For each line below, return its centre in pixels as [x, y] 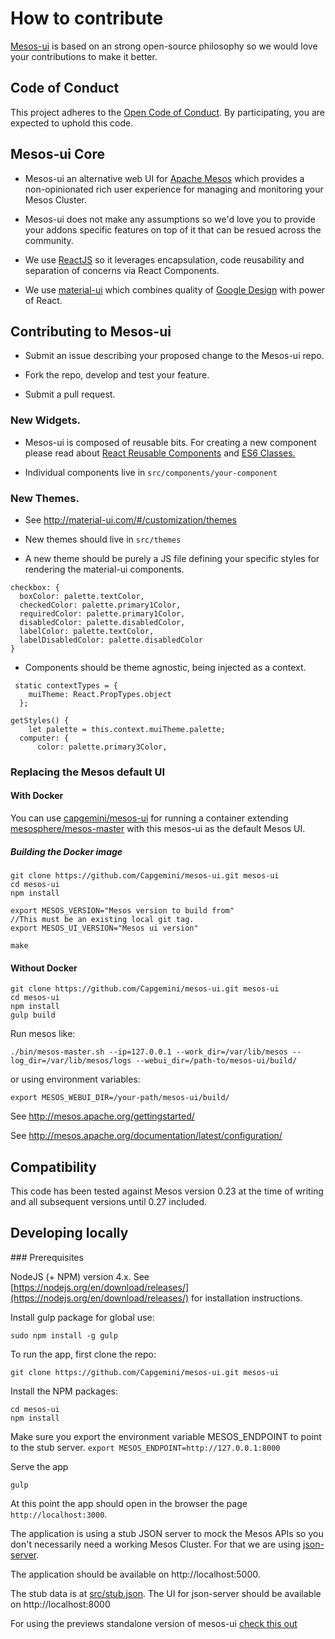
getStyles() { [40, 720]
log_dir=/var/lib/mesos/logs [71, 1061]
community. [49, 240]
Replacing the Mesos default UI [88, 772]
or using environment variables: [75, 1079]
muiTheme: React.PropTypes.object [100, 694]
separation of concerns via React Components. [122, 270]
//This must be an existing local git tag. [102, 920]
